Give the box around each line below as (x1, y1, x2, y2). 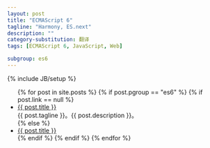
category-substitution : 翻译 (7, 36, 90, 43)
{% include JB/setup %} (7, 74, 76, 82)
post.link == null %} (17, 95, 74, 103)
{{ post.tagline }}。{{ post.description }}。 (17, 111, 138, 119)
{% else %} (17, 119, 51, 127)
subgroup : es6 (7, 55, 49, 63)
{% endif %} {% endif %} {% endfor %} (17, 133, 131, 142)
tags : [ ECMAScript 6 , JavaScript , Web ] (7, 43, 123, 50)
